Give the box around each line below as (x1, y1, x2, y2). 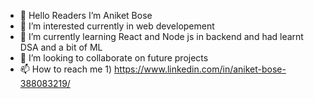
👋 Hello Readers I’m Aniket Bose (19, 10, 153, 21)
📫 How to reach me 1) (19, 63, 113, 75)
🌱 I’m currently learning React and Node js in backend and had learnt (19, 31, 304, 42)
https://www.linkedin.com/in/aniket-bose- (114, 63, 287, 75)
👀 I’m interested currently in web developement (19, 20, 215, 32)
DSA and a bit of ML (19, 41, 103, 53)
